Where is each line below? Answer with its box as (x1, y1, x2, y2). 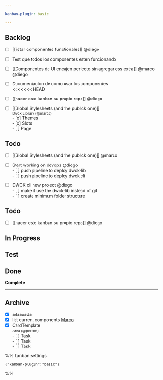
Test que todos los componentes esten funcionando (12, 56, 116, 62)
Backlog (5, 33, 31, 42)
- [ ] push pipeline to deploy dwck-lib (12, 167, 86, 173)
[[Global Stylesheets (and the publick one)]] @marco (12, 152, 118, 158)
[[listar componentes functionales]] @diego (12, 47, 99, 52)
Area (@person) (12, 329, 39, 334)
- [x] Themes (12, 115, 39, 121)
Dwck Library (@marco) (12, 111, 52, 116)
